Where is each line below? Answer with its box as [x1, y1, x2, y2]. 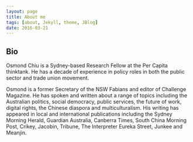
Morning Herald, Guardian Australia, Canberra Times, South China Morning [6, 117, 187, 124]
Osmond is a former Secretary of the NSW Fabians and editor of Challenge [6, 86, 187, 93]
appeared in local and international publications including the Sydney [6, 110, 173, 117]
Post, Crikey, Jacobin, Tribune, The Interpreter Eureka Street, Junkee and [6, 123, 183, 130]
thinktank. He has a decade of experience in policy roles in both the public [6, 68, 185, 75]
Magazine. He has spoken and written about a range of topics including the [6, 92, 188, 99]
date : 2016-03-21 [6, 25, 49, 31]
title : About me [6, 14, 46, 20]
